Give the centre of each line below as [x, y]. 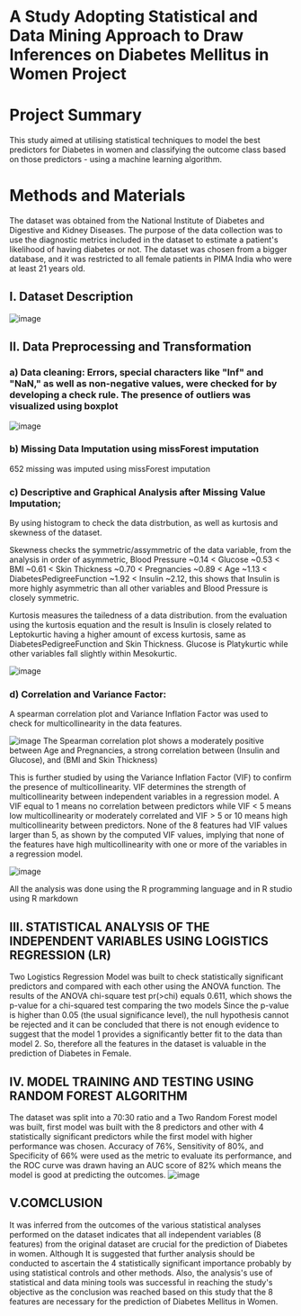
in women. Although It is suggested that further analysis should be [132, 1253]
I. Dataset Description [71, 297]
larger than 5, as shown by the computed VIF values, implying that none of [147, 835]
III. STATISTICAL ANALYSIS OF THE [110, 926]
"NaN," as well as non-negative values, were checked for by [143, 384]
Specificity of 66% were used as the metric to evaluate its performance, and [150, 1156]
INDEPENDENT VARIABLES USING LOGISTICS [139, 941]
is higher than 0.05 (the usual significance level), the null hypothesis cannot [149, 1015]
